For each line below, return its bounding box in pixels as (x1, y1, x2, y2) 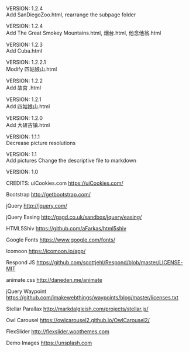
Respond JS (6, 259, 36, 265)
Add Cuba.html (6, 47, 43, 54)
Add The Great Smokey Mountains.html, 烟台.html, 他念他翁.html (6, 29, 161, 36)
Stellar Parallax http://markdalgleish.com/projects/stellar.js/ (6, 305, 149, 312)
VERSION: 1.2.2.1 (6, 58, 46, 65)
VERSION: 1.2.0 (6, 115, 43, 122)
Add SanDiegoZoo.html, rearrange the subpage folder (6, 11, 136, 18)
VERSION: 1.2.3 (6, 41, 43, 48)
